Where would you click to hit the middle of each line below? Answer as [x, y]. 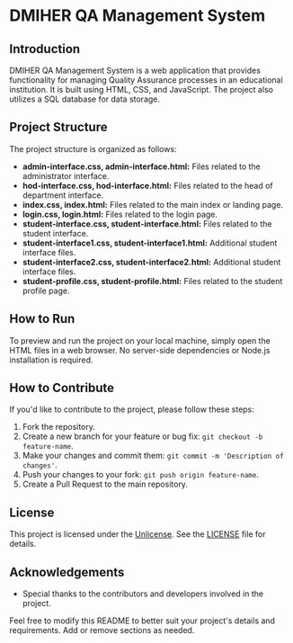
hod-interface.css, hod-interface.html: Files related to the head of [148, 185]
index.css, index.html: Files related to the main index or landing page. [153, 204]
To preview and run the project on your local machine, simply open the [140, 340]
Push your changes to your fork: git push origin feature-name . [140, 475]
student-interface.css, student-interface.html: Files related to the [147, 223]
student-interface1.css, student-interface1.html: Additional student [150, 243]
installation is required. [51, 360]
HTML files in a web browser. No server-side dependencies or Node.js [140, 350]
